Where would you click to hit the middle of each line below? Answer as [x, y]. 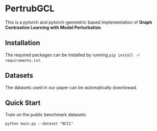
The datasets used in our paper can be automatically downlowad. [71, 87]
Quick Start [23, 103]
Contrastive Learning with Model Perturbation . [53, 27]
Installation [23, 43]
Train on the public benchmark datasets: [46, 115]
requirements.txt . [23, 60]
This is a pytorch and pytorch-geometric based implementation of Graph [78, 22]
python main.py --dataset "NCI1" [39, 124]
